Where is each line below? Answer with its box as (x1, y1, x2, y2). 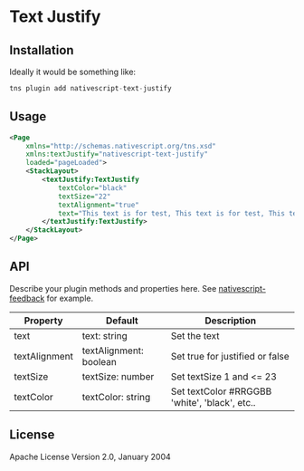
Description (204, 314, 256, 327)
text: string (81, 329, 128, 341)
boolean (81, 355, 118, 368)
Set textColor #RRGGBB (170, 385, 272, 398)
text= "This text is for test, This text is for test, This (57, 208, 285, 218)
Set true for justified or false (170, 350, 290, 362)
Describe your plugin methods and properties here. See (9, 283, 217, 293)
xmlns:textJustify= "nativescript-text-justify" (25, 149, 208, 159)
